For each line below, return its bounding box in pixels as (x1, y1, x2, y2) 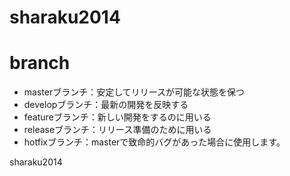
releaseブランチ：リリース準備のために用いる (23, 124, 212, 136)
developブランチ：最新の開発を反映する (23, 99, 189, 111)
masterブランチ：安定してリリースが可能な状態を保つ (23, 86, 246, 98)
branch (9, 52, 71, 75)
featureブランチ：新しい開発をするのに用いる (23, 111, 212, 123)
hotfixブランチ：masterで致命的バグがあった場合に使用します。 (23, 136, 286, 148)
